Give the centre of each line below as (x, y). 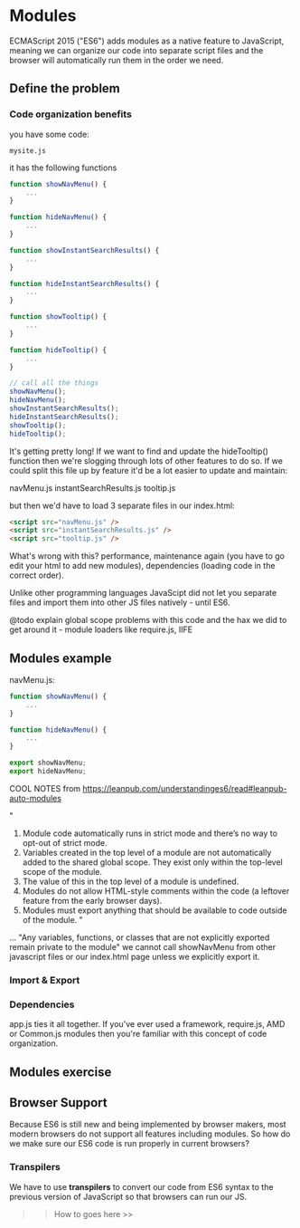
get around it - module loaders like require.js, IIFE (101, 629)
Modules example (61, 658)
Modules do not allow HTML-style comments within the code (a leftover (156, 891)
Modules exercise (61, 1072)
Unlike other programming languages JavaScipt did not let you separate (143, 593)
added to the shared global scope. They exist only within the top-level (152, 862)
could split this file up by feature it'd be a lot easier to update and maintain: (149, 470)
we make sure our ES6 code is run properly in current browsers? (130, 1144)
